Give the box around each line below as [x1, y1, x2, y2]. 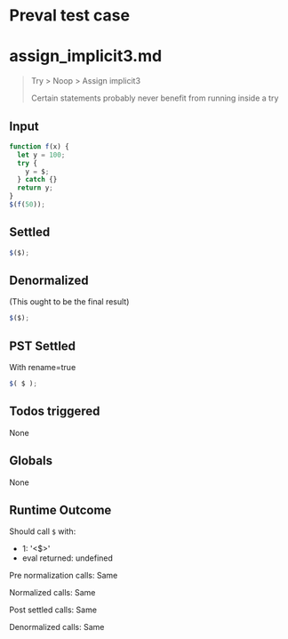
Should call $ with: [9, 526, 76, 537]
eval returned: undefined [21, 553, 114, 563]
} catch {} [17, 175, 58, 184]
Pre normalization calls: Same [9, 570, 118, 581]
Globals [9, 453, 53, 468]
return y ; [17, 183, 53, 192]
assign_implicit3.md [9, 46, 163, 67]
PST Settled [9, 338, 76, 353]
